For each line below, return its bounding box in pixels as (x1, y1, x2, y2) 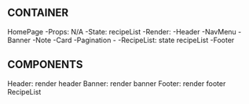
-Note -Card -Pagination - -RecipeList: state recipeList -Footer (31, 35, 235, 45)
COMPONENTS (7, 58, 83, 71)
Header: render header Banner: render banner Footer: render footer (7, 78, 226, 88)
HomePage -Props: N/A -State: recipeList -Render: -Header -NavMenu (7, 27, 236, 36)
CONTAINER (7, 6, 69, 20)
